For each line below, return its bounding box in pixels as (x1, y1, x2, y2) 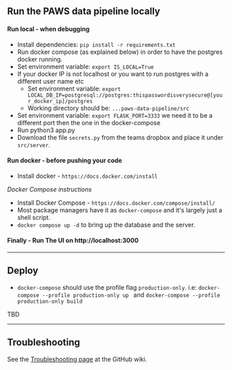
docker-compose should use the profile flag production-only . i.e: (17, 283, 197, 291)
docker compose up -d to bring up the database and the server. (17, 221, 195, 229)
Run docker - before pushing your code (7, 156, 122, 165)
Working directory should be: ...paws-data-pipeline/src (27, 104, 190, 112)
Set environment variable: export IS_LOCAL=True (17, 62, 154, 71)
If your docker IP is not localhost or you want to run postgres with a (17, 69, 209, 78)
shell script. (17, 213, 50, 221)
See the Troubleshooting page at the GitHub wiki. (7, 355, 147, 363)
